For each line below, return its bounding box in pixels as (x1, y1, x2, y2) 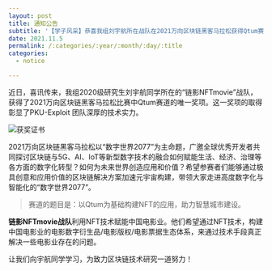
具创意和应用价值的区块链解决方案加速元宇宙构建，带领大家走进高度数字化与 (8, 171, 264, 182)
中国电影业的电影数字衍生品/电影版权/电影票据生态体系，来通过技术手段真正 (8, 227, 262, 236)
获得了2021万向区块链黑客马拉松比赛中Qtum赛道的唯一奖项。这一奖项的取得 (8, 97, 263, 107)
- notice (15, 57, 45, 66)
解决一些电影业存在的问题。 (8, 236, 101, 247)
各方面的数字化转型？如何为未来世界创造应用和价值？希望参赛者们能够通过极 (8, 162, 264, 171)
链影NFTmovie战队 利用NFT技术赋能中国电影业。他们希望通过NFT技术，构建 (8, 216, 263, 227)
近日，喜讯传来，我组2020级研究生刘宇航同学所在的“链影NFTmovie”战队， (8, 87, 257, 97)
